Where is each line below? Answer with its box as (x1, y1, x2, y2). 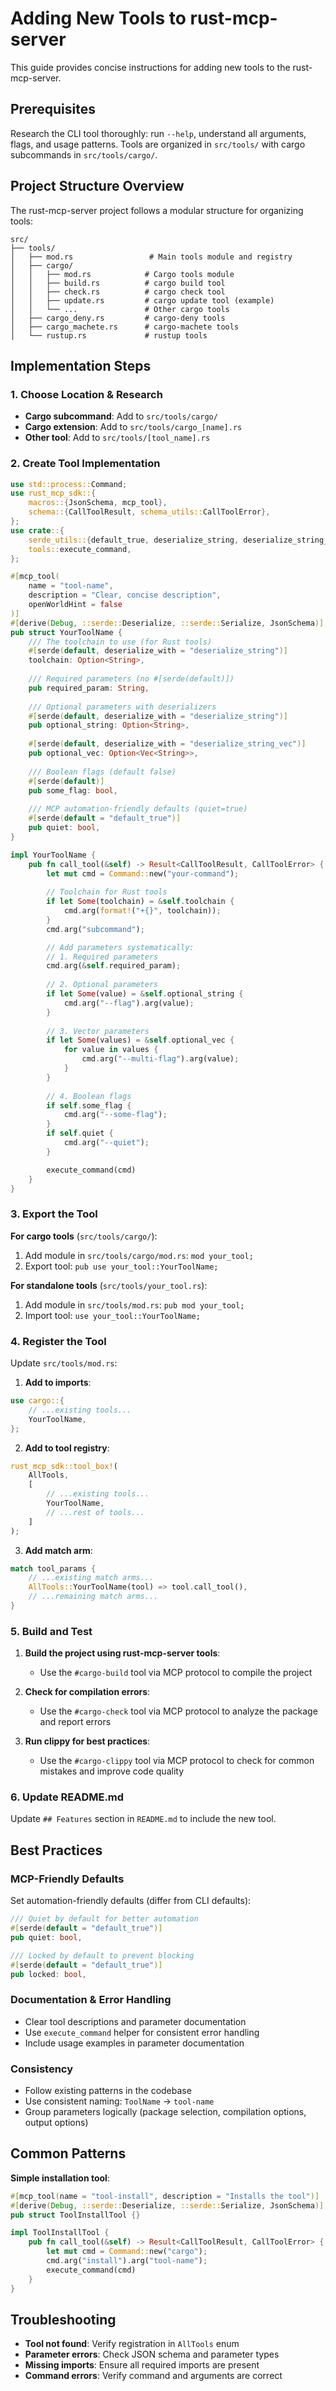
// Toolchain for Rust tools (46, 887, 168, 897)
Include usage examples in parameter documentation (24, 2037, 245, 2049)
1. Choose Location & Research (10, 387, 163, 401)
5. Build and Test (10, 1624, 93, 1638)
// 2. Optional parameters (46, 980, 159, 990)
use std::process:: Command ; (10, 479, 128, 489)
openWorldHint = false (28, 600, 123, 610)
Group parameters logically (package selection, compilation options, (24, 2106, 307, 2118)
